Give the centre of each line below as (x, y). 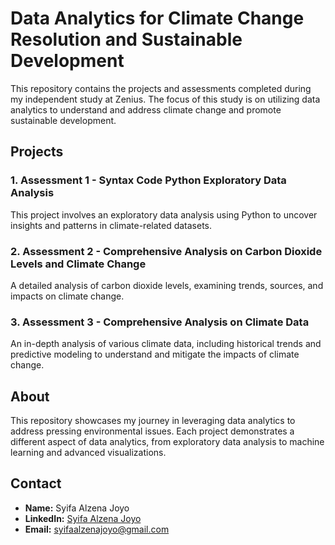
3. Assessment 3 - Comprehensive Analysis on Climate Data (160, 322)
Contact (36, 483)
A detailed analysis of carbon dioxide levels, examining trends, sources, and (167, 285)
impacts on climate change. (67, 296)
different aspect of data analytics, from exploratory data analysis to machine (167, 442)
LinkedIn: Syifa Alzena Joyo (83, 518)
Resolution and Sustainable (126, 39)
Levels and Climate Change (78, 264)
